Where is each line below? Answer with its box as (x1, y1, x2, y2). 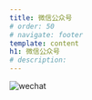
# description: (9, 55, 67, 65)
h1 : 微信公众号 (9, 47, 61, 56)
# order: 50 (9, 22, 55, 31)
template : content (9, 38, 79, 48)
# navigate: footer (9, 30, 84, 39)
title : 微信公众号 (9, 13, 73, 23)
